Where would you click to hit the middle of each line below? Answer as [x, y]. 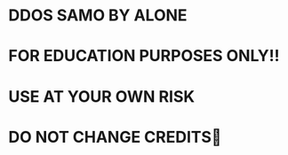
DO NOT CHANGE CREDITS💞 [115, 137]
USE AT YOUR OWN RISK [102, 96]
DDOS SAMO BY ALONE [98, 15]
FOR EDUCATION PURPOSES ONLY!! [144, 56]
